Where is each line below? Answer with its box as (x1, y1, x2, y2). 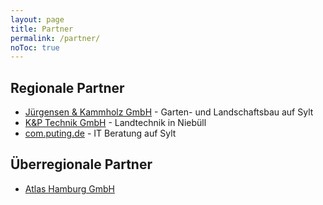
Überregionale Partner (10, 156, 153, 173)
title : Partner (10, 24, 74, 34)
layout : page (10, 14, 65, 25)
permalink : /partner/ (10, 33, 101, 43)
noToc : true (10, 42, 60, 53)
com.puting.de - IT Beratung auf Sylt (24, 127, 177, 140)
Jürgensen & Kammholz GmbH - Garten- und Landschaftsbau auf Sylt (24, 106, 314, 118)
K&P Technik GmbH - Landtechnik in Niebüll (24, 117, 207, 129)
